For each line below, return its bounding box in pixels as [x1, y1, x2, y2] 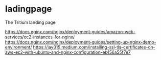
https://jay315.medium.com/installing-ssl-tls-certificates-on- [33, 44, 156, 50]
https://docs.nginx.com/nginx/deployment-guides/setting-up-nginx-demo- [5, 39, 157, 45]
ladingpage [5, 3, 52, 15]
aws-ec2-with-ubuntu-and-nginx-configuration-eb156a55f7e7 [5, 49, 131, 55]
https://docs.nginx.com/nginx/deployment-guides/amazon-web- [5, 29, 136, 34]
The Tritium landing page [5, 19, 56, 25]
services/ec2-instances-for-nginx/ [5, 34, 75, 40]
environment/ [5, 44, 32, 50]
